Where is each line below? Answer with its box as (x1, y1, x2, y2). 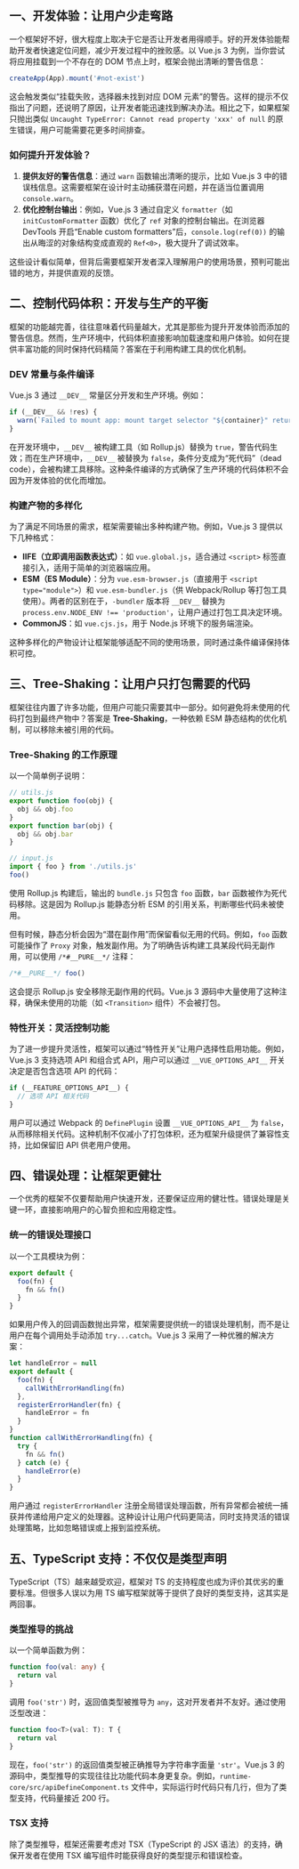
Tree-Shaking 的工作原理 (9, 748, 117, 761)
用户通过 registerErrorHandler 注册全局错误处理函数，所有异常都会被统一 (9, 1501, 281, 1511)
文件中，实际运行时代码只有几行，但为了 (130, 1781, 279, 1792)
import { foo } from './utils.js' (9, 862, 138, 871)
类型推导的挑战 (9, 1622, 74, 1635)
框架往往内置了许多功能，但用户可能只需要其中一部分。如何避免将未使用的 (9, 701, 282, 712)
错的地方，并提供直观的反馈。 (9, 267, 118, 278)
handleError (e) (25, 1467, 82, 1476)
